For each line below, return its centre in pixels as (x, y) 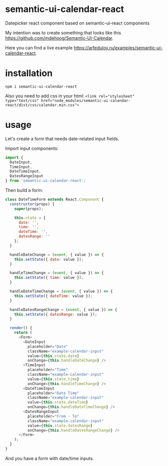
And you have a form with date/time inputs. (49, 458)
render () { (21, 328)
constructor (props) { (32, 204)
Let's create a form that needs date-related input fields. (62, 138)
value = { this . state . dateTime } (58, 402)
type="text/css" (22, 100)
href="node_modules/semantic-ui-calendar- (86, 100)
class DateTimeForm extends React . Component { (54, 199)
